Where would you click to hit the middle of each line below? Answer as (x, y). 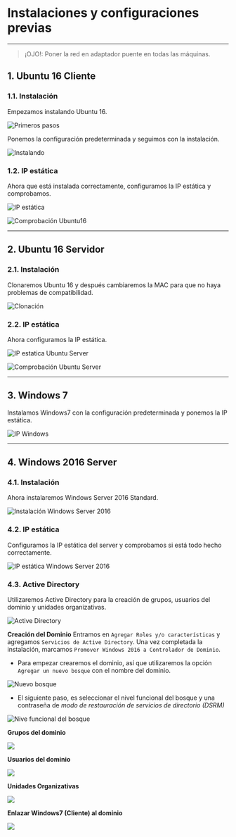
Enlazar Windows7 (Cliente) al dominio (65, 813)
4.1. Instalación (33, 482)
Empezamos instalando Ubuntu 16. (57, 111)
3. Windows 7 (38, 396)
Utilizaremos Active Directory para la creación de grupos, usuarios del (109, 599)
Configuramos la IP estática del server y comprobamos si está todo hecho (114, 545)
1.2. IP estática (33, 170)
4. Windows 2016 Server (62, 462)
